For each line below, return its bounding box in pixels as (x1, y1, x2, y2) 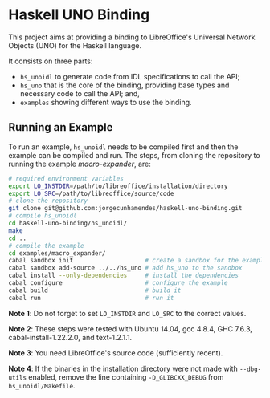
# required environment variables (8, 174, 125, 182)
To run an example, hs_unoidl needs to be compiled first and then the (8, 142, 239, 152)
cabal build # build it (8, 286, 182, 294)
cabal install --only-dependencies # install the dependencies (8, 271, 239, 280)
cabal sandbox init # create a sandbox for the (8, 257, 239, 265)
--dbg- (239, 365, 262, 373)
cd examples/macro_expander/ (8, 249, 106, 258)
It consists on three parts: (8, 56, 93, 66)
